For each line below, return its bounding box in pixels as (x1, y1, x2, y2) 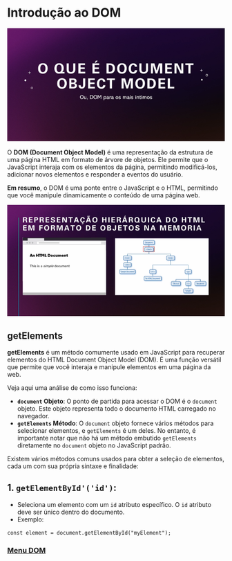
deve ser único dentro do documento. (17, 508, 125, 516)
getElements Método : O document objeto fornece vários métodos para (17, 419, 214, 427)
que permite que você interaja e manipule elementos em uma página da (7, 362, 211, 371)
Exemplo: (17, 515, 44, 524)
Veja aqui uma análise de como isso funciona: (7, 383, 137, 392)
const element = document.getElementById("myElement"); (7, 529, 171, 536)
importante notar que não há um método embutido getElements (17, 434, 197, 442)
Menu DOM (7, 545, 46, 555)
